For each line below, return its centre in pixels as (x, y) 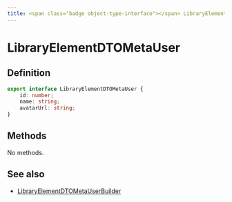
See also (26, 174)
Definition (29, 73)
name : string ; (40, 102)
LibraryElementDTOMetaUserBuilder (69, 191)
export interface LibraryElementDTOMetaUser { (75, 89)
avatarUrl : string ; (48, 108)
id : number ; (37, 95)
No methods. (26, 152)
